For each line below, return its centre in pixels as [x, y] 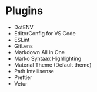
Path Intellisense [34, 71]
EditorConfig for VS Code [45, 33]
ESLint [22, 40]
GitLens [23, 46]
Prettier [23, 77]
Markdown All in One [39, 52]
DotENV [24, 27]
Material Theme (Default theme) [53, 65]
